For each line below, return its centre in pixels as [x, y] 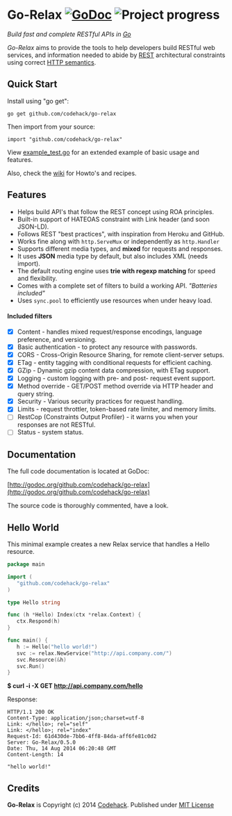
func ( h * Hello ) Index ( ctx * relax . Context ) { [74, 615]
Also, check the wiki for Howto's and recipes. [72, 173]
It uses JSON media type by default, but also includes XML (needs [113, 256]
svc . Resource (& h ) [42, 660]
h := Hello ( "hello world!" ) [57, 646]
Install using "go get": [38, 101]
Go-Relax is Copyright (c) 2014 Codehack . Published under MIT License [110, 805]
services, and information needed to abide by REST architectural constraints [116, 55]
